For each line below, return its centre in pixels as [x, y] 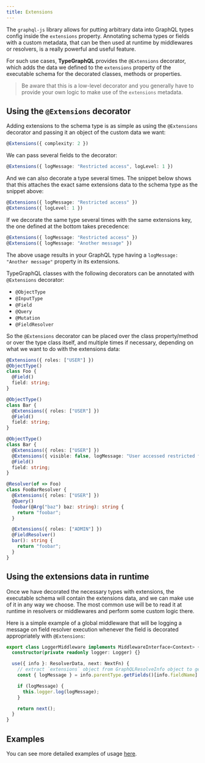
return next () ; [37, 709]
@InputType [29, 298]
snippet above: [25, 191]
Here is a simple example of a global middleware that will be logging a [94, 623]
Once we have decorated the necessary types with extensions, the [90, 591]
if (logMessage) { [41, 686]
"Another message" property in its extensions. [63, 261]
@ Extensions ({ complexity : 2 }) [47, 144]
